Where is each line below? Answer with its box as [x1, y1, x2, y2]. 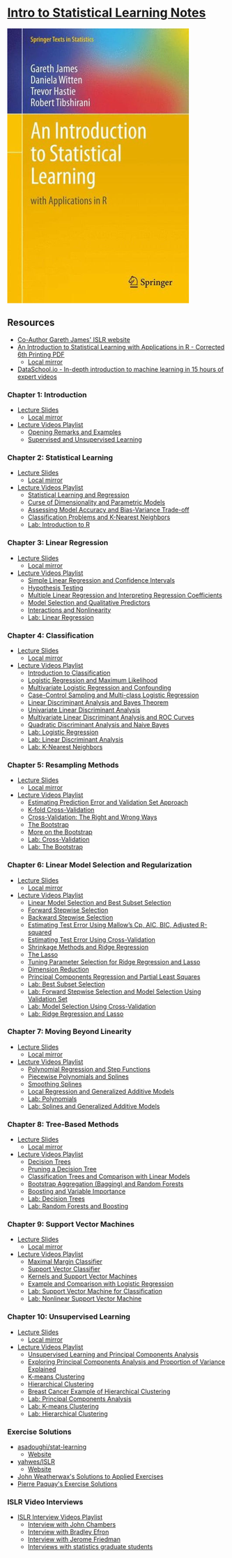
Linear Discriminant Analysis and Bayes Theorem [27, 698, 169, 706]
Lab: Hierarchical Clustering [27, 1409, 108, 1418]
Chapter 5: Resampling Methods [7, 760, 119, 770]
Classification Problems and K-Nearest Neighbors [27, 513, 171, 521]
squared [27, 928, 52, 936]
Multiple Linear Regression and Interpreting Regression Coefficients [27, 591, 223, 599]
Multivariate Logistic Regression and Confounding [27, 683, 172, 691]
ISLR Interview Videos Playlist [17, 1513, 103, 1522]
